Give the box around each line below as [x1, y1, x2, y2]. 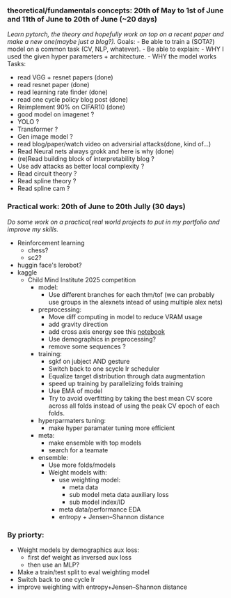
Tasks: [7, 60, 26, 68]
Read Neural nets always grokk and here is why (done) [17, 147, 175, 155]
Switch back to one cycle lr [17, 575, 95, 583]
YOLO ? [17, 118, 40, 126]
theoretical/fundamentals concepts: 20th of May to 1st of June [7, 6, 224, 15]
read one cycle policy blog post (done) [17, 95, 129, 104]
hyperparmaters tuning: [38, 416, 106, 424]
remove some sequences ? [48, 342, 127, 351]
